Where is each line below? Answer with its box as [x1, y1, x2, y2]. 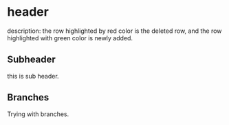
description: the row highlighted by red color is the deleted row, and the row [7, 27, 222, 35]
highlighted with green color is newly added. [7, 33, 133, 42]
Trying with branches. [7, 110, 69, 118]
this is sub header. [7, 72, 60, 80]
